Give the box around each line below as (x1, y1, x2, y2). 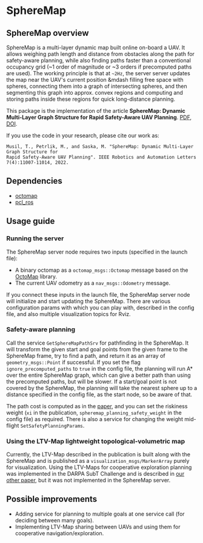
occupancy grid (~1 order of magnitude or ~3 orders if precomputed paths (6, 63, 192, 70)
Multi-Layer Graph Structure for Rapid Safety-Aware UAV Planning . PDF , (6, 113, 192, 121)
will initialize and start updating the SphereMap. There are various (6, 297, 171, 305)
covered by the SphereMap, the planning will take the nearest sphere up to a (6, 384, 198, 391)
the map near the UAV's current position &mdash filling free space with (6, 76, 184, 83)
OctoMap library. (15, 272, 58, 280)
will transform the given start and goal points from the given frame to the (6, 345, 188, 352)
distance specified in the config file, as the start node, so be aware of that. (6, 391, 193, 398)
